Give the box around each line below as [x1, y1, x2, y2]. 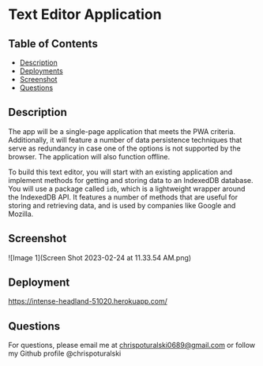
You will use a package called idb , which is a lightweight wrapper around [8, 184, 246, 193]
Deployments [19, 66, 63, 76]
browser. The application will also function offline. [8, 151, 171, 161]
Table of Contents [8, 37, 99, 50]
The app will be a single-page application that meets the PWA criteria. [8, 126, 235, 136]
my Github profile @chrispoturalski [8, 349, 122, 358]
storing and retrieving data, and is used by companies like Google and [8, 200, 236, 210]
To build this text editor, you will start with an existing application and [8, 167, 233, 177]
